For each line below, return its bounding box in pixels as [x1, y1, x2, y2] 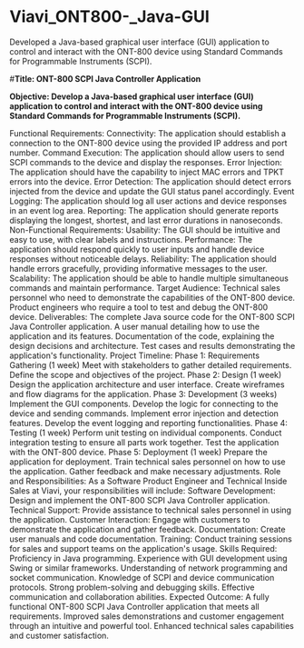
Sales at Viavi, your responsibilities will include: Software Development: [9, 484, 276, 496]
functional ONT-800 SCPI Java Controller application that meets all [9, 601, 260, 612]
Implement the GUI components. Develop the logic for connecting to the [9, 398, 279, 409]
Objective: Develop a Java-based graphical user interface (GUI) [9, 91, 254, 102]
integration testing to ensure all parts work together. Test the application [9, 436, 279, 447]
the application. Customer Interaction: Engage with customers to [9, 513, 250, 524]
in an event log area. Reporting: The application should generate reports [9, 204, 279, 215]
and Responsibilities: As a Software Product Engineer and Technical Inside [9, 475, 288, 486]
